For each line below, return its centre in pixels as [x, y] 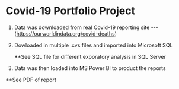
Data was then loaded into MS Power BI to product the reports [90, 68]
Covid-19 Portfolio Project [71, 11]
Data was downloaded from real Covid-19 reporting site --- [86, 27]
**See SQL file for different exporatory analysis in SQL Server [90, 56]
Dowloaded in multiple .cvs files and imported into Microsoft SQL [93, 45]
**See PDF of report [31, 80]
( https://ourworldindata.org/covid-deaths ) [65, 33]
